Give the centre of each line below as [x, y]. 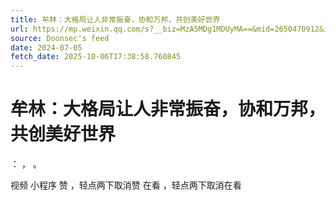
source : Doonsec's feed [60, 38]
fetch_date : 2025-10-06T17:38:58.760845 [96, 57]
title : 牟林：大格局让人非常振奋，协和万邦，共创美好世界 [115, 19]
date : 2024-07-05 [46, 47]
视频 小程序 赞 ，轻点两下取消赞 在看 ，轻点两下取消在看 [126, 185]
